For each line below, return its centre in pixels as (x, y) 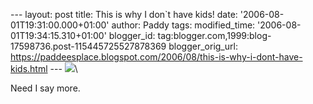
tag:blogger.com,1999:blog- (214, 35)
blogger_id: (132, 35)
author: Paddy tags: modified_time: (183, 25)
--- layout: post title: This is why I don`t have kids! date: (124, 14)
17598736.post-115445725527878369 (88, 46)
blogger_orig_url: (203, 46)
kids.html (29, 68)
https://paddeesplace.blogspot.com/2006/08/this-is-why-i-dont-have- (156, 57)
